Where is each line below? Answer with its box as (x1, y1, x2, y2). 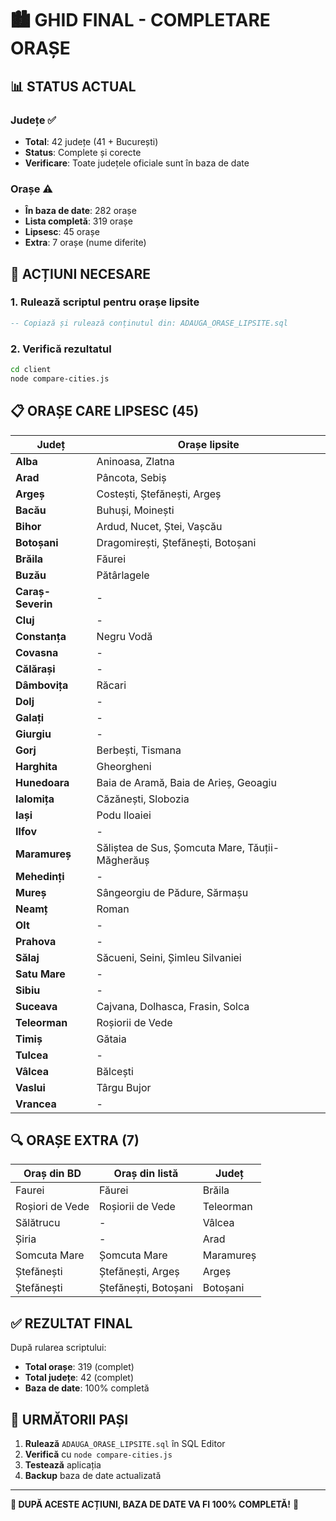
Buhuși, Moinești (96, 503, 175, 517)
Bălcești (96, 1064, 134, 1078)
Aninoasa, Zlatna (96, 454, 175, 468)
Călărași (15, 662, 56, 676)
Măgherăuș (96, 853, 150, 867)
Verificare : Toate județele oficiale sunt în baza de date (24, 157, 250, 169)
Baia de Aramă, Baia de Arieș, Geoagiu (96, 775, 277, 789)
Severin (15, 597, 53, 611)
